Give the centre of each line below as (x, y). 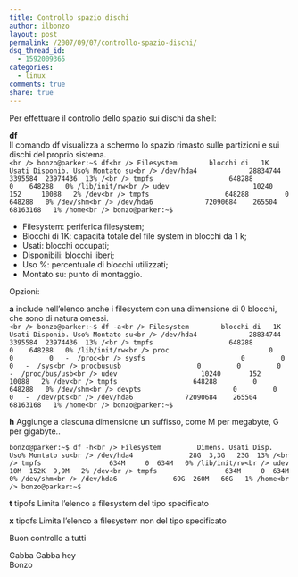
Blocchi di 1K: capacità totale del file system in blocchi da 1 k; (134, 236)
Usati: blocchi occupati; (66, 245)
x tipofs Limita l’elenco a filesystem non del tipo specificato (118, 521)
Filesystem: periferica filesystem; (83, 226)
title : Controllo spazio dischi (69, 17)
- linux (32, 76)
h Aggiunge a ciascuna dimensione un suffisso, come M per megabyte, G (144, 421)
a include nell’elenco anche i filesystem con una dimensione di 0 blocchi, (143, 309)
